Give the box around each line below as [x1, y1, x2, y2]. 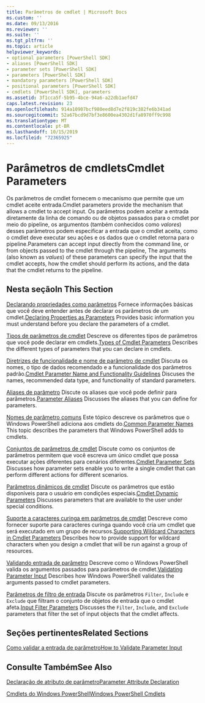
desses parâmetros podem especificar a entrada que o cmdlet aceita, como [6, 227, 198, 234]
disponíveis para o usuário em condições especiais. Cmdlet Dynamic [6, 489, 179, 497]
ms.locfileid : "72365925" [6, 135, 72, 141]
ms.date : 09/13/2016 [6, 20, 59, 26]
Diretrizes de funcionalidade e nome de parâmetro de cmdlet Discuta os [6, 357, 188, 364]
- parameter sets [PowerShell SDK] [6, 66, 97, 73]
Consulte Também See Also [6, 662, 112, 672]
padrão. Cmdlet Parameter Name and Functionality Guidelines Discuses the [6, 370, 195, 377]
